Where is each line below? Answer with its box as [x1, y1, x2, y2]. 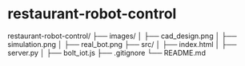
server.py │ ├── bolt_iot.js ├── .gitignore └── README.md [7, 48, 206, 57]
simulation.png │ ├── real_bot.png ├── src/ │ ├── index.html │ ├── [7, 39, 237, 49]
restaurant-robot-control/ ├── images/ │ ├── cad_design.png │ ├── [7, 31, 237, 41]
